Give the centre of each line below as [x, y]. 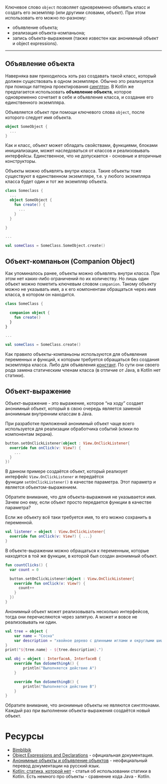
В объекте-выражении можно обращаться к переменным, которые [77, 550]
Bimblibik [22, 750]
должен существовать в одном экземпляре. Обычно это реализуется [80, 81]
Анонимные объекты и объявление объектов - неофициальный [80, 761]
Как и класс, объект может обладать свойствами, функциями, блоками [82, 145]
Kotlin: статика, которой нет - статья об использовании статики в [82, 771]
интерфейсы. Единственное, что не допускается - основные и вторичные [83, 156]
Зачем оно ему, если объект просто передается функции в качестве [78, 502]
